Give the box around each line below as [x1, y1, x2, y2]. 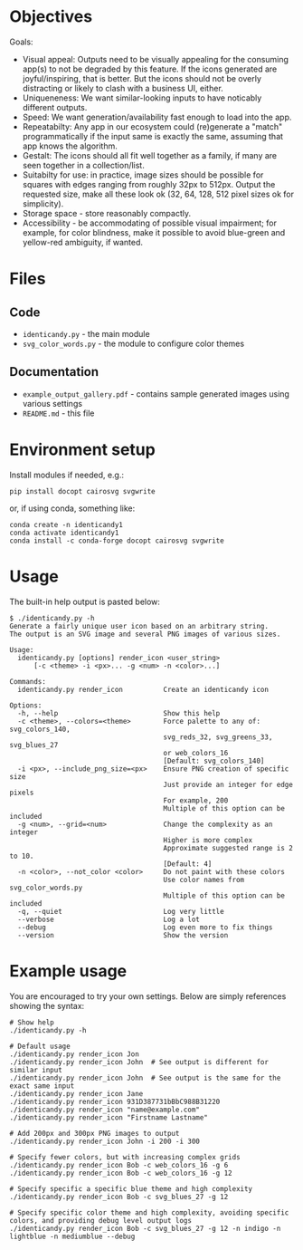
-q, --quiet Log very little [17, 907, 224, 916]
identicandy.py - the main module [22, 328, 151, 339]
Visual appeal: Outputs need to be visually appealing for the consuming [22, 53, 289, 64]
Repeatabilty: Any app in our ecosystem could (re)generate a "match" [22, 120, 283, 132]
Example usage [9, 960, 128, 981]
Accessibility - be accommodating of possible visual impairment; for [22, 217, 278, 228]
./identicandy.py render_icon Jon [9, 1049, 140, 1059]
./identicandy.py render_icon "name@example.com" [9, 1105, 201, 1114]
